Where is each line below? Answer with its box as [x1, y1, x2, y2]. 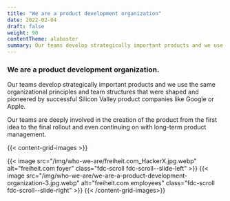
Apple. [7, 103, 26, 111]
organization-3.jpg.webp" [7, 179, 80, 187]
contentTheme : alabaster [7, 36, 79, 43]
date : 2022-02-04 [7, 17, 57, 23]
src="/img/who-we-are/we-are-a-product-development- [26, 171, 188, 180]
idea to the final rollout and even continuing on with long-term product [7, 123, 207, 131]
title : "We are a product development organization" [7, 10, 162, 17]
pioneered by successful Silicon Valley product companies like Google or [7, 95, 215, 103]
